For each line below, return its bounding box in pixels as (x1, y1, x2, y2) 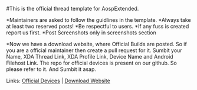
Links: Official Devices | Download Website (6, 77, 110, 84)
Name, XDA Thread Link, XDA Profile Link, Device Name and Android (6, 53, 173, 60)
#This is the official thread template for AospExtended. (6, 5, 139, 12)
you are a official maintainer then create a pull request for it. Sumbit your (6, 47, 182, 54)
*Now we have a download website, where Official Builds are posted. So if (6, 41, 187, 47)
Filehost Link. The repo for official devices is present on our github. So (6, 59, 177, 66)
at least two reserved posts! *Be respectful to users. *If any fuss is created (6, 23, 189, 30)
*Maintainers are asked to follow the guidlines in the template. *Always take (6, 17, 191, 23)
